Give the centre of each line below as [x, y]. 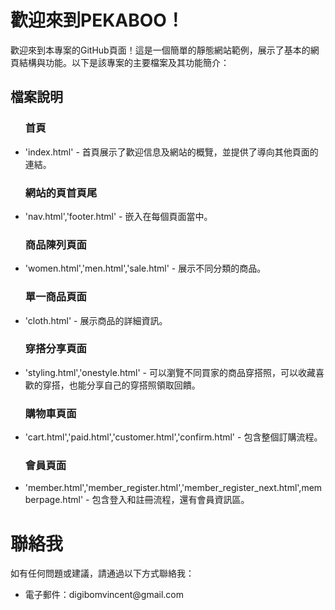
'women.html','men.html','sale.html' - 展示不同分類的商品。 [145, 268]
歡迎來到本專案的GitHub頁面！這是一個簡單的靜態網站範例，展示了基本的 [160, 50]
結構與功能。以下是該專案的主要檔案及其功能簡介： [124, 62]
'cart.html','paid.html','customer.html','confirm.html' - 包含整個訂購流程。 [173, 437]
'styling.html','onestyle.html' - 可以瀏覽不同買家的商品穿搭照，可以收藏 [170, 372]
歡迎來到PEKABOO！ [97, 20]
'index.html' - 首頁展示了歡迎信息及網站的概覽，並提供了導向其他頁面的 [171, 152]
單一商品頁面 [55, 297]
